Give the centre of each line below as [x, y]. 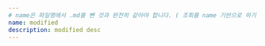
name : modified [33, 23]
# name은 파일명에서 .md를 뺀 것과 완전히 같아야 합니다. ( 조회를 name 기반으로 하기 [132, 15]
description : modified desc [55, 30]
